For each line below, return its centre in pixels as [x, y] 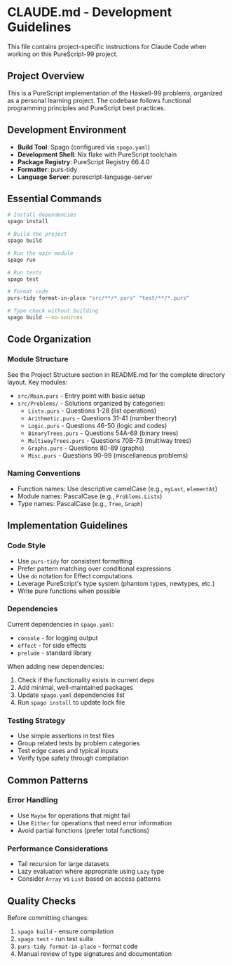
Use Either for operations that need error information [94, 823]
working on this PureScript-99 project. [63, 54]
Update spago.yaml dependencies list [71, 695]
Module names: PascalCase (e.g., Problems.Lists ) [90, 496]
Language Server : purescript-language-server [85, 177]
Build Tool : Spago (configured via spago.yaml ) [84, 147]
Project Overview [46, 76]
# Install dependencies [42, 215]
